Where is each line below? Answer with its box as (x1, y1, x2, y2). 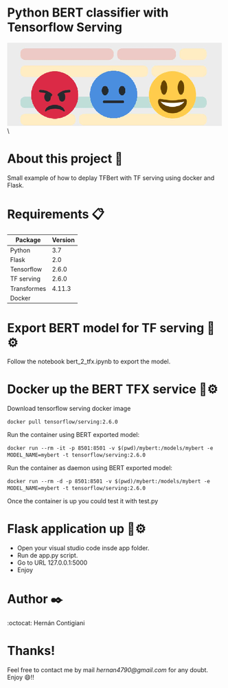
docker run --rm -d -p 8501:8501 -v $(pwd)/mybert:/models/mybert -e (7, 478, 211, 485)
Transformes (10, 284, 47, 292)
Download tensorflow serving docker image (7, 405, 131, 413)
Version (52, 236, 76, 244)
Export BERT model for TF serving (7, 320, 205, 336)
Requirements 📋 (7, 207, 105, 222)
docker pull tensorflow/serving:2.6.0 (7, 418, 118, 425)
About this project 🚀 (7, 151, 124, 167)
